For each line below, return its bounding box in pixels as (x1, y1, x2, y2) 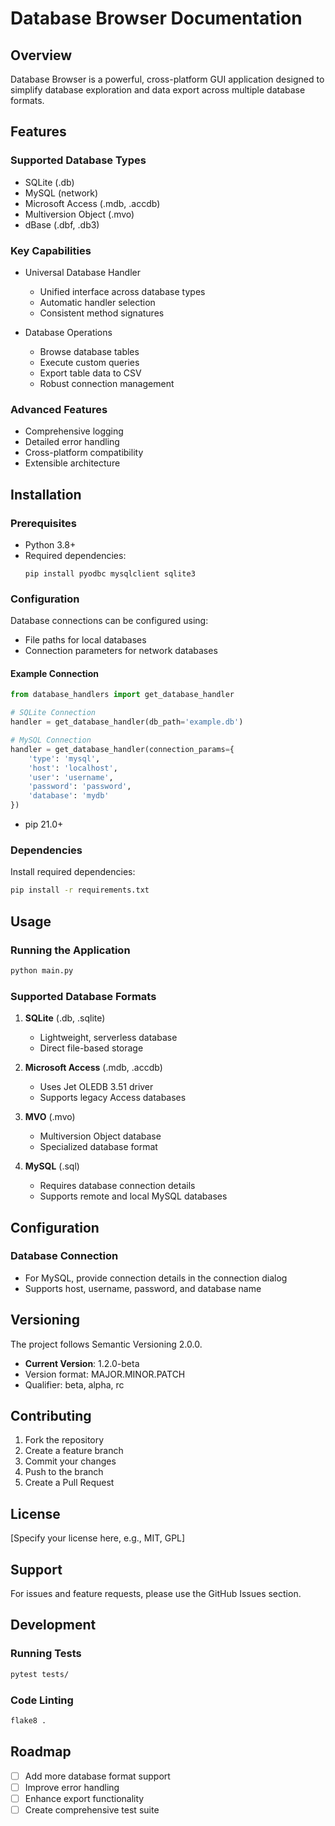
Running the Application (10, 943, 131, 957)
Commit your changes (24, 1455, 117, 1467)
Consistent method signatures (39, 307, 165, 319)
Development (10, 1617, 97, 1634)
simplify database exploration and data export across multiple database (10, 84, 306, 96)
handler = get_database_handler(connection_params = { (10, 744, 235, 754)
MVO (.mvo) (24, 1111, 76, 1123)
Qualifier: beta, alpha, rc (24, 1378, 125, 1391)
